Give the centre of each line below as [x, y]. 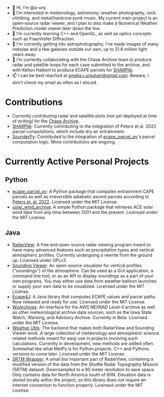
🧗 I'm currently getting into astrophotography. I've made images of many [85, 44]
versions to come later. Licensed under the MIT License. [69, 354]
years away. [24, 54]
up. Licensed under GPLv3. [39, 260]
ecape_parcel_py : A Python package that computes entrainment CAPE [83, 191]
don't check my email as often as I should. [55, 82]
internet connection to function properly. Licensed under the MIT [78, 385]
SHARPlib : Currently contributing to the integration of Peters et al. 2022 [84, 126]
